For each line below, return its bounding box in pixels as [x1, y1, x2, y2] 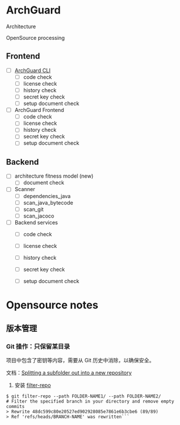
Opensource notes [6, 298, 99, 312]
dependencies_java [23, 192, 71, 199]
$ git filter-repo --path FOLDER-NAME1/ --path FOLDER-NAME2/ [6, 393, 161, 399]
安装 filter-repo [14, 382, 51, 389]
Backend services [14, 219, 58, 226]
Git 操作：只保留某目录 [6, 342, 70, 351]
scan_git [23, 206, 44, 213]
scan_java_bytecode [23, 199, 73, 206]
